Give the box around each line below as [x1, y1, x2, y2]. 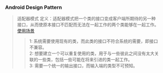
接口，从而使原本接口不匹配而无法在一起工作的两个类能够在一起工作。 [17, 22, 159, 28]
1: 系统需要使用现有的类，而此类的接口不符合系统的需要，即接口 [29, 38, 158, 44]
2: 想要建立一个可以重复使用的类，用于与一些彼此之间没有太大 [29, 50, 155, 56]
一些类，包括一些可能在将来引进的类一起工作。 [38, 57, 133, 63]
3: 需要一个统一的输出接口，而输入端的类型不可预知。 [29, 63, 138, 69]
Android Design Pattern [5, 4, 62, 11]
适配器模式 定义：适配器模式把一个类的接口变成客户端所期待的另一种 [17, 16, 156, 22]
